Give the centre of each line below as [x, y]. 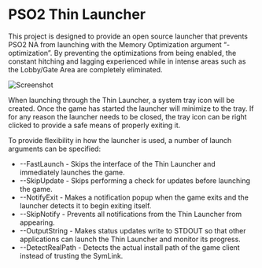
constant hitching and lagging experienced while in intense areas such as [127, 61]
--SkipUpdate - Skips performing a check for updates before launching [135, 180]
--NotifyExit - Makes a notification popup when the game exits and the [134, 197]
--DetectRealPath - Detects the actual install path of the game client [129, 247]
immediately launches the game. [72, 172]
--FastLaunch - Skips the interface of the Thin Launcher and [118, 163]
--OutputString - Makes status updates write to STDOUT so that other [133, 230]
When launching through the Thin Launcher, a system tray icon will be [121, 100]
